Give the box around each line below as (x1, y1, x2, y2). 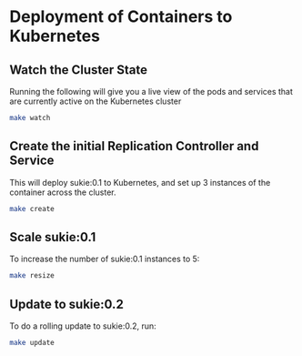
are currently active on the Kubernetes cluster (9, 96, 182, 107)
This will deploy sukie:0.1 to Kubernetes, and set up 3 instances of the (9, 177, 271, 188)
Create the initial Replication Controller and (9, 138, 259, 154)
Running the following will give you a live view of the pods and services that (9, 86, 294, 97)
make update (9, 339, 55, 348)
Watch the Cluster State (9, 62, 148, 77)
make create (9, 204, 55, 213)
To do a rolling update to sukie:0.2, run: (9, 320, 156, 331)
